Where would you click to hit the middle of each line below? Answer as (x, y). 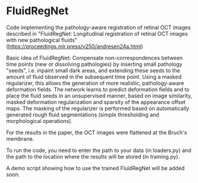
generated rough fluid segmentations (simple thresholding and (83, 115)
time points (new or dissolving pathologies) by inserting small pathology (94, 64)
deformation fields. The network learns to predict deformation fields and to (98, 89)
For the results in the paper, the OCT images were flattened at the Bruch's (97, 132)
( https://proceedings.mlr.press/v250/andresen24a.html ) (75, 46)
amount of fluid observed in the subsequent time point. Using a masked (94, 77)
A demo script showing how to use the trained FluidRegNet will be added (95, 168)
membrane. (20, 138)
